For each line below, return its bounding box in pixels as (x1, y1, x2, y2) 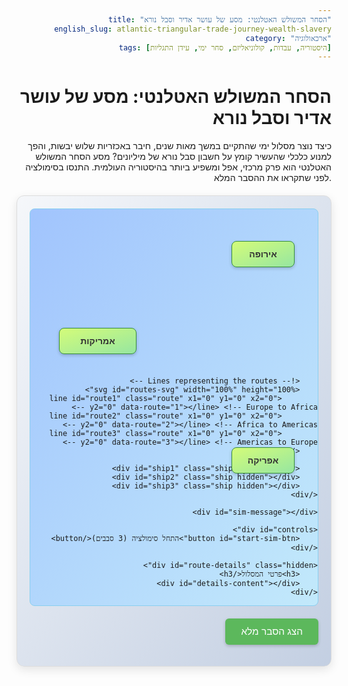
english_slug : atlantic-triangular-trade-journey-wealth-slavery (54, 24, 332, 34)
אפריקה (247, 454, 279, 466)
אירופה (249, 248, 278, 260)
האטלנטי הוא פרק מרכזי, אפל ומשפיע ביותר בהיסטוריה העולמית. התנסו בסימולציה (25, 161, 332, 173)
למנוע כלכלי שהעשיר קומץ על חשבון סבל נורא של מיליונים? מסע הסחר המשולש (35, 151, 332, 163)
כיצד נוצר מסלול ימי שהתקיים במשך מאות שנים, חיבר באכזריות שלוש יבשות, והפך (27, 140, 332, 152)
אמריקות (80, 336, 116, 347)
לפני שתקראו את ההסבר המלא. (213, 172, 332, 184)
